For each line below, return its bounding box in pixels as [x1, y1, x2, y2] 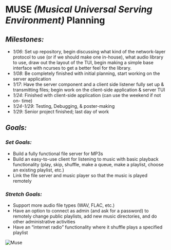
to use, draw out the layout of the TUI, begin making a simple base [12, 60, 154, 65]
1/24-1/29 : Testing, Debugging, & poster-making [12, 103, 115, 109]
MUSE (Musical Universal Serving [5, 4, 153, 15]
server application [12, 76, 51, 82]
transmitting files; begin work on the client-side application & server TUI [12, 87, 165, 93]
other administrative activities [12, 218, 75, 224]
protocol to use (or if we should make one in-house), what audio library [12, 54, 163, 60]
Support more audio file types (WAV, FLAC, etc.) [12, 202, 115, 208]
